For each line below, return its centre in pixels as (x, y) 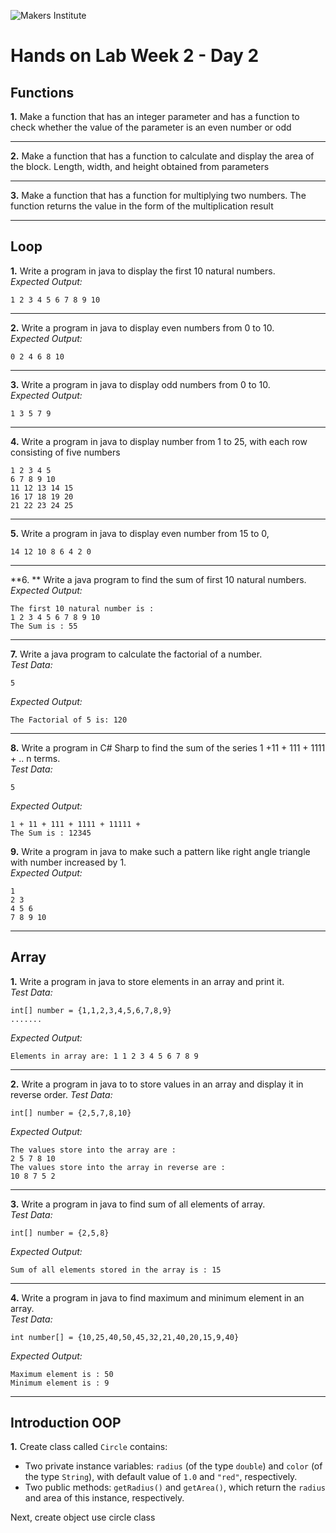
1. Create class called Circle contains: (89, 1447)
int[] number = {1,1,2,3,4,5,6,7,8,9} (91, 1010)
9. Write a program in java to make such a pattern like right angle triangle (160, 851)
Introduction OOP (66, 1423)
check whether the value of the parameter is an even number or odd (151, 127)
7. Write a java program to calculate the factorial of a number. (136, 654)
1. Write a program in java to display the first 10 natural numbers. (143, 271)
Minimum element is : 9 (60, 1383)
